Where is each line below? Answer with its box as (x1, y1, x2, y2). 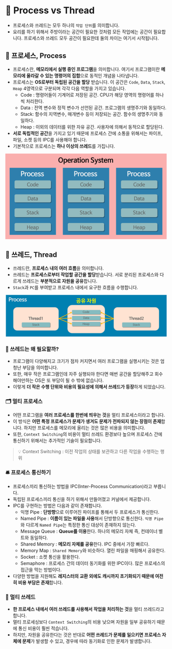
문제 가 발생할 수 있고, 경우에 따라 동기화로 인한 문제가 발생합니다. (22, 638, 152, 644)
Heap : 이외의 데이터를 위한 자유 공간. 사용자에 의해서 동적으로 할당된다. (20, 124, 164, 130)
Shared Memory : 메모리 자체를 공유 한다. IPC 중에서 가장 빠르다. (20, 541, 150, 547)
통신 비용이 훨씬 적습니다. (18, 625, 69, 631)
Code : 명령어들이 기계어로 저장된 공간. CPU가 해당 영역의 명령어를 (20, 92, 155, 98)
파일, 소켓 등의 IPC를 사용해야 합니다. (12, 136, 87, 143)
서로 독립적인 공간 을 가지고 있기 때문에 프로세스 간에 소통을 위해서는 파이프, (12, 130, 163, 136)
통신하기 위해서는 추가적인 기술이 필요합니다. (12, 438, 102, 444)
